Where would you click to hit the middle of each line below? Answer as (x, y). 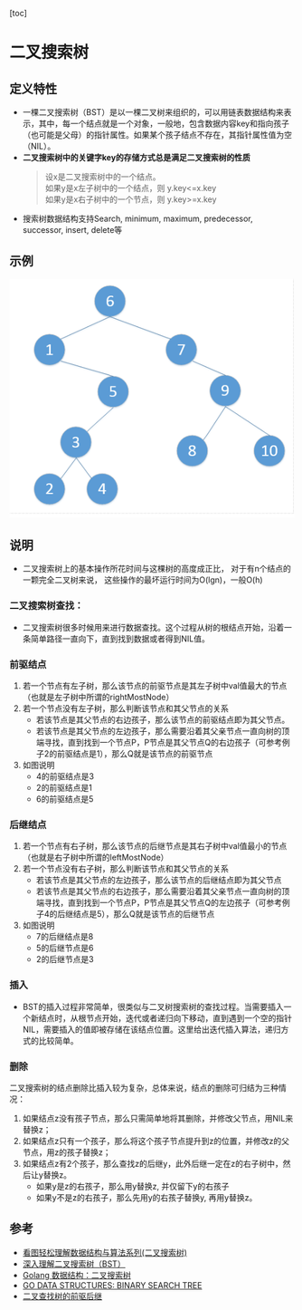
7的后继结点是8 (65, 937)
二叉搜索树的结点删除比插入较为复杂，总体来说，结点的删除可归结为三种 (144, 1087)
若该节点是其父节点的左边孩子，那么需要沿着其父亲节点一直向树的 (159, 731)
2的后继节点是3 (65, 959)
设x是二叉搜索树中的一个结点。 (103, 177)
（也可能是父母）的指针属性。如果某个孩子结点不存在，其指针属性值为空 (157, 135)
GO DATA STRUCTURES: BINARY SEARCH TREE (112, 1285)
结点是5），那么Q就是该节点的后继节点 (144, 914)
